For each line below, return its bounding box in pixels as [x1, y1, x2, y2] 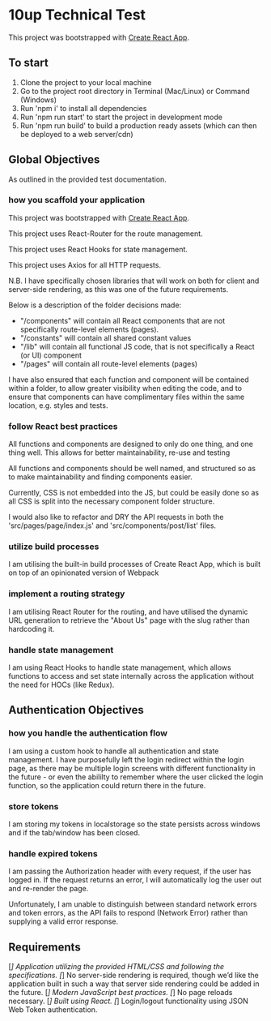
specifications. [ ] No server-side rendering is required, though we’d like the [8, 971, 259, 980]
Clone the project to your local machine [19, 77, 152, 87]
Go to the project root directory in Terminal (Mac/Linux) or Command [19, 86, 250, 96]
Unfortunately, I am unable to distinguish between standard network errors [8, 899, 257, 909]
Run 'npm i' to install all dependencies [19, 103, 147, 113]
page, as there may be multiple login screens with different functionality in [8, 763, 256, 773]
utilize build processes [8, 541, 100, 552]
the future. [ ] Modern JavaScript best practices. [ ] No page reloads [8, 988, 233, 997]
